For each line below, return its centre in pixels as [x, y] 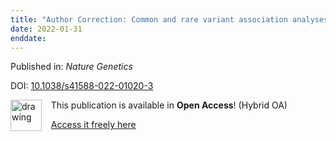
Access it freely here [93, 125]
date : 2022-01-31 [46, 29]
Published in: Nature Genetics [71, 67]
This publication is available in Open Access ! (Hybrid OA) [169, 105]
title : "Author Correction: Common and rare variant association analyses [169, 19]
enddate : [28, 38]
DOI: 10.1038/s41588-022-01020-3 [82, 86]
